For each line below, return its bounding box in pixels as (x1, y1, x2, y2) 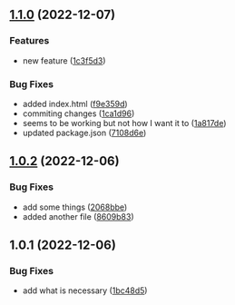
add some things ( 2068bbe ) (22, 202, 128, 212)
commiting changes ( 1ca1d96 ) (22, 108, 135, 119)
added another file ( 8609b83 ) (22, 211, 134, 221)
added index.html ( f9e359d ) (22, 98, 129, 109)
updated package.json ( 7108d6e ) (22, 127, 147, 138)
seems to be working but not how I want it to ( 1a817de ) (22, 117, 227, 128)
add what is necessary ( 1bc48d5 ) (22, 285, 148, 296)
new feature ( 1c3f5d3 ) (22, 54, 106, 66)
